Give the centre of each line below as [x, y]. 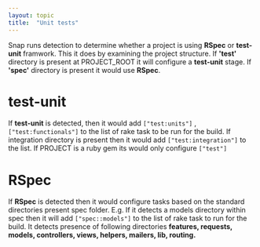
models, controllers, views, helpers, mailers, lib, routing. [102, 235]
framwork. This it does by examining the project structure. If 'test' [130, 53]
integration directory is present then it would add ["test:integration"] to [127, 140]
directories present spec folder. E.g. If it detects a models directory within [127, 210]
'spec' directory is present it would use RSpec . [84, 70]
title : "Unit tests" [44, 23]
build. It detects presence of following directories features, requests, [121, 227]
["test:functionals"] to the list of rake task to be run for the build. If [119, 132]
